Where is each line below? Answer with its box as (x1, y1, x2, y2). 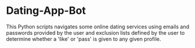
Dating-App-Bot (6, 4, 86, 17)
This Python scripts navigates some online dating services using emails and (6, 23, 190, 30)
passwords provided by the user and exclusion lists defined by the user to (6, 29, 185, 36)
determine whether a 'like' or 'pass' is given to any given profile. (6, 35, 162, 42)
